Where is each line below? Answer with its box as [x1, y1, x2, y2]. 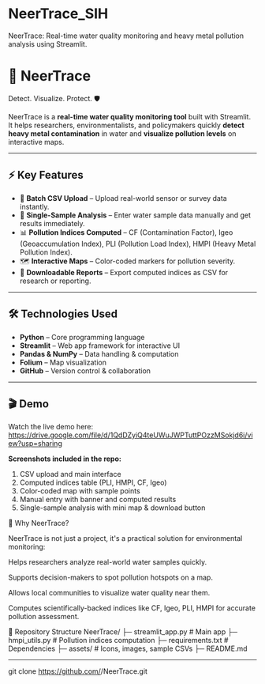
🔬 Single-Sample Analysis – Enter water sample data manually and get [19, 210, 251, 220]
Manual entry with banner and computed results [19, 495, 177, 504]
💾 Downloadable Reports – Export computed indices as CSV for [19, 267, 229, 277]
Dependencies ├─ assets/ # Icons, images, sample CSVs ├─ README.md [8, 644, 248, 653]
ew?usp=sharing [8, 439, 63, 448]
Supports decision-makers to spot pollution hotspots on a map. [8, 573, 213, 582]
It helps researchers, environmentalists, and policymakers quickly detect [8, 120, 244, 130]
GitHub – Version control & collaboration [19, 365, 151, 376]
